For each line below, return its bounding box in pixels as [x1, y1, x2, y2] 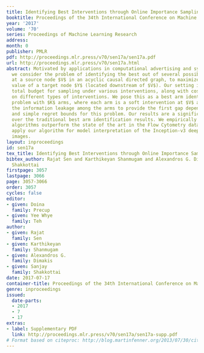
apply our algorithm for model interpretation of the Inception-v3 [12, 128, 186, 134]
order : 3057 [6, 184, 36, 190]
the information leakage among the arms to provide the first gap [12, 105, 183, 111]
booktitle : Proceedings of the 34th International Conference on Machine [6, 15, 197, 21]
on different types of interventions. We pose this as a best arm [12, 94, 183, 100]
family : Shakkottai [12, 269, 61, 276]
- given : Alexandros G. [6, 252, 67, 259]
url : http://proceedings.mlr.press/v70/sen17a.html [6, 60, 140, 66]
